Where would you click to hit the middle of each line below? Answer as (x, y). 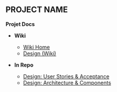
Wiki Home (37, 47)
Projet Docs (20, 24)
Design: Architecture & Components (67, 83)
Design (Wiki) (39, 53)
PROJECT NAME (37, 10)
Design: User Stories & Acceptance (66, 76)
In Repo (24, 65)
